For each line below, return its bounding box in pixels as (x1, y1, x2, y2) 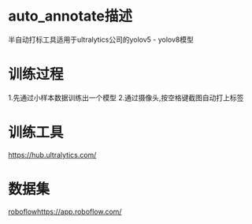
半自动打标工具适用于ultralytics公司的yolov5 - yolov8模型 (8, 35, 195, 44)
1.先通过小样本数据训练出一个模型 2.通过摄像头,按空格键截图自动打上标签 (8, 92, 244, 103)
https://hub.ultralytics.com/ (8, 150, 97, 159)
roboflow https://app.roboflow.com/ (8, 207, 122, 216)
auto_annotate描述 (8, 7, 132, 25)
